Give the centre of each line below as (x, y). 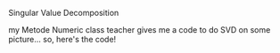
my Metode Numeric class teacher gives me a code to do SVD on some (140, 30)
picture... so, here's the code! (62, 39)
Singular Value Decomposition (64, 13)
